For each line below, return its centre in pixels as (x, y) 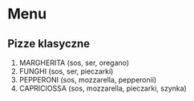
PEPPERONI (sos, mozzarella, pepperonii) (88, 80)
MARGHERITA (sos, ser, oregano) (74, 63)
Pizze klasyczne (49, 44)
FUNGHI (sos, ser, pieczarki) (66, 71)
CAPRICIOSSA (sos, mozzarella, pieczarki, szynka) (103, 88)
